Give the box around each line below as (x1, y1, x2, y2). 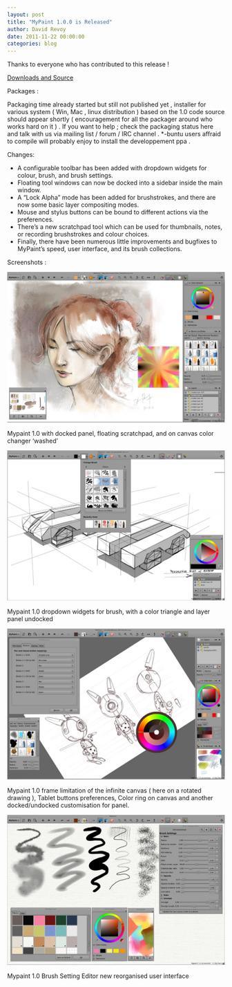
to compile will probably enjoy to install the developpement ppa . (7, 137, 191, 145)
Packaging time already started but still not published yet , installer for (7, 100, 206, 109)
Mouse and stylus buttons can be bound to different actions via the (17, 208, 209, 216)
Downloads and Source (7, 73, 74, 82)
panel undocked (7, 615, 53, 623)
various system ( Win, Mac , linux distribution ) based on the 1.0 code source (7, 108, 225, 116)
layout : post (7, 11, 45, 18)
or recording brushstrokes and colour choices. (17, 230, 150, 239)
